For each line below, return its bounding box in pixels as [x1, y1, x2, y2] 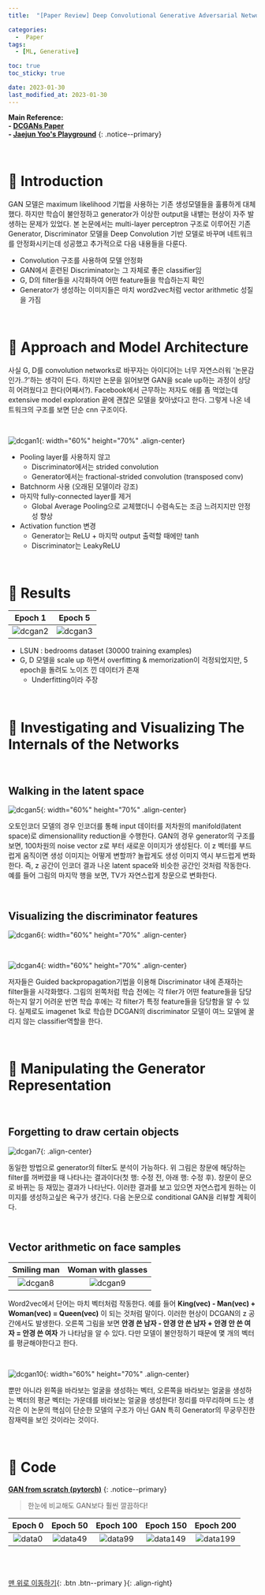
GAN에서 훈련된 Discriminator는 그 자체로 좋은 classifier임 [19, 265, 203, 274]
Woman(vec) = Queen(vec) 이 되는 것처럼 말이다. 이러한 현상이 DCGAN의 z [8, 1308, 247, 1317]
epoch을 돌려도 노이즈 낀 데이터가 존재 [19, 665, 140, 675]
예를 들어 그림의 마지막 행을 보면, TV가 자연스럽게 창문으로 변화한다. [8, 870, 217, 880]
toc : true [8, 62, 41, 70]
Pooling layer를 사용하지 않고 [19, 452, 111, 461]
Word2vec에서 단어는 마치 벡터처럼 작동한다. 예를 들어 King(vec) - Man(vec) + [8, 1299, 256, 1308]
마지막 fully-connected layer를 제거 [19, 491, 132, 501]
